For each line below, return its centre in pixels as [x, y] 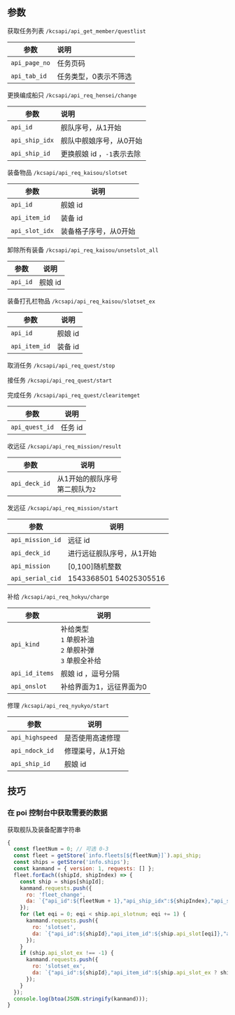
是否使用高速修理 [92, 738]
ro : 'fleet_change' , [56, 895]
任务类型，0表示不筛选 [94, 76]
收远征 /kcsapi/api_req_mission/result [64, 446]
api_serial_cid [36, 578]
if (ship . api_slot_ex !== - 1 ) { [67, 953]
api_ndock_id [33, 750]
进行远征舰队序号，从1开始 [112, 553]
